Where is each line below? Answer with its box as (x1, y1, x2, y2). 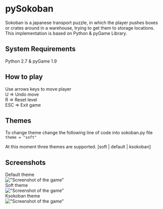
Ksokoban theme (5, 193, 40, 199)
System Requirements (5, 45, 76, 53)
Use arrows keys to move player (5, 86, 71, 92)
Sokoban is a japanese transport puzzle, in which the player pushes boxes (5, 20, 158, 26)
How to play (5, 73, 43, 81)
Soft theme (5, 182, 28, 188)
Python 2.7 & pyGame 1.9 (5, 58, 57, 64)
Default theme (5, 171, 34, 178)
